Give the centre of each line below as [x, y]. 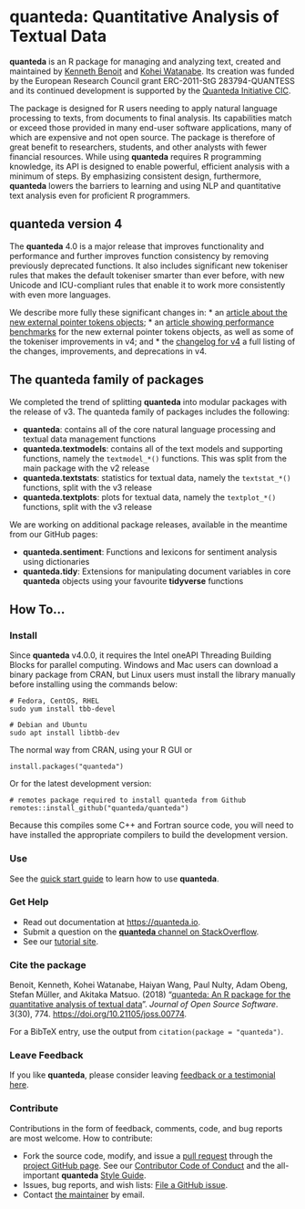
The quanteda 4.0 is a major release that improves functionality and [137, 246]
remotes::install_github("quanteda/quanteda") [99, 808]
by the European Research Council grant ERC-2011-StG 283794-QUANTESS [152, 80]
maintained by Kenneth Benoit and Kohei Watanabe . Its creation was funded [152, 71]
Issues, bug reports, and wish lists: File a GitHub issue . [125, 1184]
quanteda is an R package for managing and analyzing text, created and [145, 61]
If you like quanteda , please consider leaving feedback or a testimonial [142, 1075]
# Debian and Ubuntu [49, 725]
